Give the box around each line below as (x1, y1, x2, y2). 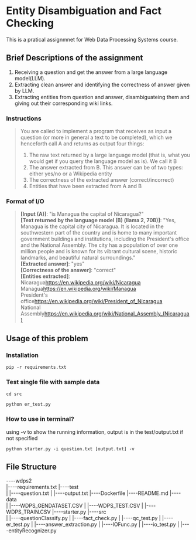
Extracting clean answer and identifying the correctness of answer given (14, 81, 190, 88)
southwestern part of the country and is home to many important (20, 229, 177, 236)
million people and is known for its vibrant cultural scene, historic (20, 248, 177, 255)
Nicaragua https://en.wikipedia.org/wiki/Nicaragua (20, 279, 141, 286)
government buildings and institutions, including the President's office (20, 236, 190, 243)
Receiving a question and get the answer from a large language (14, 69, 168, 76)
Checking (6, 16, 54, 30)
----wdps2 (6, 477, 32, 484)
